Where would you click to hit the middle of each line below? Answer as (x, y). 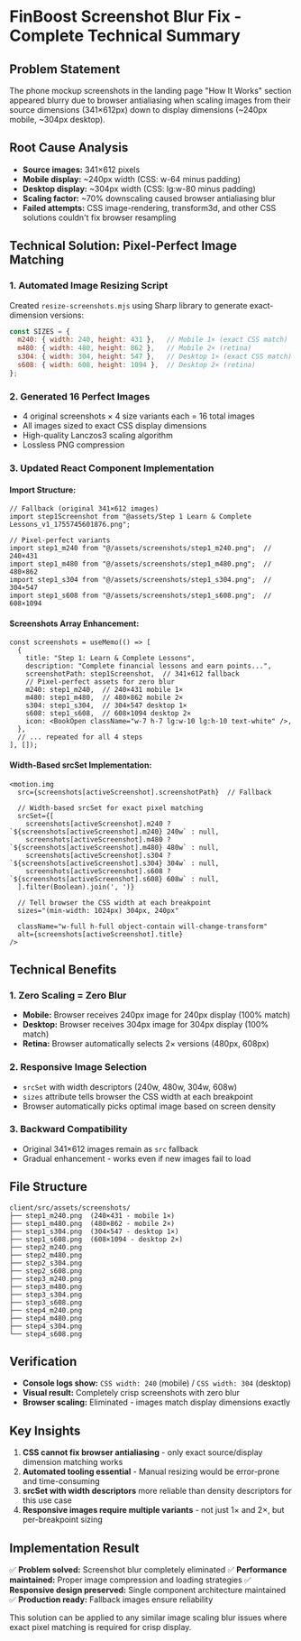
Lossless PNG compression (73, 445)
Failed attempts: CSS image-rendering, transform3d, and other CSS (149, 207)
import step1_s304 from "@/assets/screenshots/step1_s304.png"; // (141, 580)
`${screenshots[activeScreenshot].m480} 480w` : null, (114, 847)
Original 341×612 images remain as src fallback (110, 1148)
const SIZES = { (40, 331)
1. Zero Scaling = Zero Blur (68, 995)
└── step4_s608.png (46, 1334)
